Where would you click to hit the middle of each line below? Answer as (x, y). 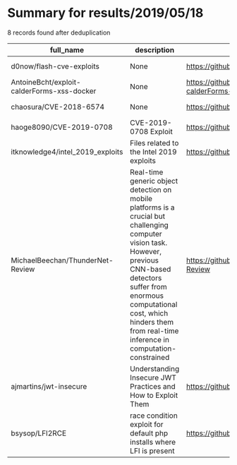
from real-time (154, 331)
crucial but (148, 216)
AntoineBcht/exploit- (46, 82)
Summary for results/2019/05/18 (105, 13)
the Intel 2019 (154, 152)
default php (149, 433)
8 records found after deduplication (59, 32)
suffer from (148, 286)
